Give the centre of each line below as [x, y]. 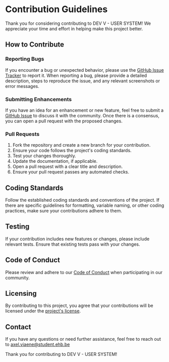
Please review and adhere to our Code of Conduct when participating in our [84, 272]
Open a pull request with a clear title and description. [67, 167]
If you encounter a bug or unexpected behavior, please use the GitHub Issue [84, 70]
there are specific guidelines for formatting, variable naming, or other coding [85, 205]
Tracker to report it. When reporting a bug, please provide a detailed [76, 75]
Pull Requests [22, 134]
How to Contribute [35, 45]
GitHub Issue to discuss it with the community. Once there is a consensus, [82, 115]
